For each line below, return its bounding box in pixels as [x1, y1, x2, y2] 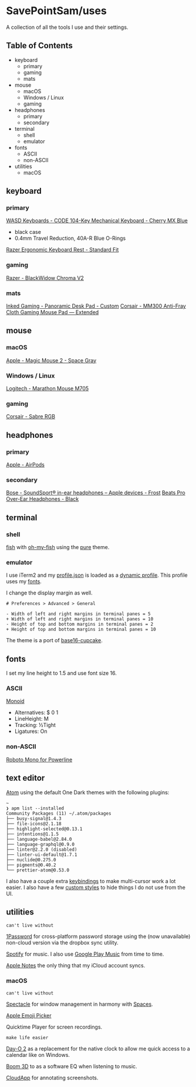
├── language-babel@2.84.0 [6, 836, 72, 842]
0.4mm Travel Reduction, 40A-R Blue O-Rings [14, 234, 126, 242]
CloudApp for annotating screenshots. [6, 1074, 99, 1081]
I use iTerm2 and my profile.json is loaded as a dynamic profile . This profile [6, 571, 188, 579]
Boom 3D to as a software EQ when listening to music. [6, 1062, 137, 1070]
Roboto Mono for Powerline [6, 756, 73, 763]
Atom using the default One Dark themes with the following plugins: [6, 788, 170, 796]
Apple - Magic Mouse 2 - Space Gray [6, 356, 97, 364]
